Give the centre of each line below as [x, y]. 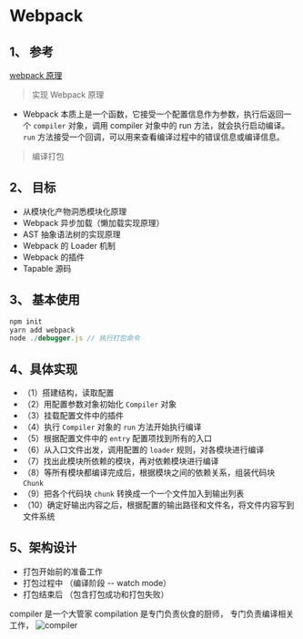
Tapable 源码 [47, 268]
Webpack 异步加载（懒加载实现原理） [93, 222]
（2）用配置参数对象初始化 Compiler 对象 [100, 404]
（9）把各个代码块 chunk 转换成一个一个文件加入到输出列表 [133, 494]
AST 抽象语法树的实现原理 [71, 234]
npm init [26, 321]
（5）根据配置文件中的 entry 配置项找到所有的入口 [117, 438]
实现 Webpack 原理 [68, 95]
